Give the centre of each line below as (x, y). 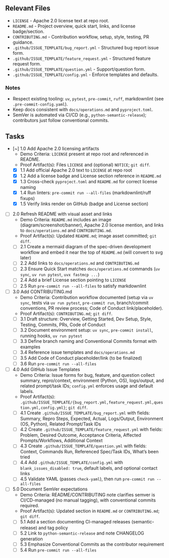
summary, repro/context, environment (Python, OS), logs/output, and (92, 381)
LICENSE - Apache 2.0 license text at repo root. (61, 20)
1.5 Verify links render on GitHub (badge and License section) (84, 204)
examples (30, 347)
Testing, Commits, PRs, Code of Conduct (63, 324)
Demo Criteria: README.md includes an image (66, 220)
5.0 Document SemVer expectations (50, 489)
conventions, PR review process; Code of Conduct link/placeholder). (92, 308)
